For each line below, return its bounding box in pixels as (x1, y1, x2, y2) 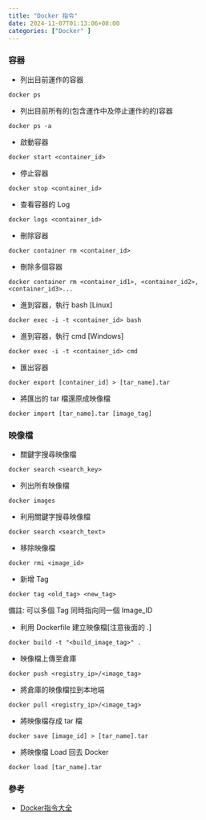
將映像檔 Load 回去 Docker (19, 747, 109, 756)
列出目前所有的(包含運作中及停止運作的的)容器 (19, 105, 174, 115)
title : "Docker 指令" (8, 11, 79, 20)
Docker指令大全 (19, 803, 73, 813)
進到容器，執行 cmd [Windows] (19, 331, 124, 340)
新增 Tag (19, 574, 50, 583)
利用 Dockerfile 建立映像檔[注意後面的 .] (19, 622, 152, 632)
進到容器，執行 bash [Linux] (19, 299, 113, 310)
